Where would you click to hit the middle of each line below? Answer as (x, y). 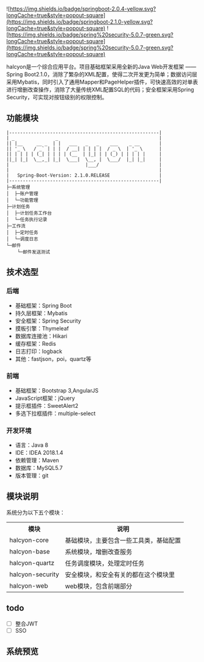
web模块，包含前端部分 (99, 586)
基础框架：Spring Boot (43, 305)
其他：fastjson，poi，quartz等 (53, 358)
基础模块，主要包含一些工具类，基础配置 (123, 540)
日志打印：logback (39, 351)
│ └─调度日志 (22, 239)
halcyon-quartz (32, 563)
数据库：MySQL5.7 (39, 468)
